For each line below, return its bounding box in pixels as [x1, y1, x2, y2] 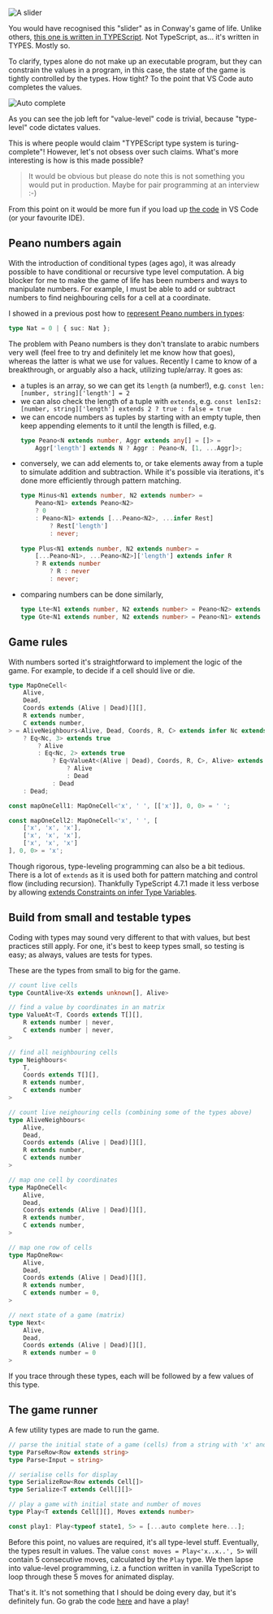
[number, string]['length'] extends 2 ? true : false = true [19, 405, 232, 413]
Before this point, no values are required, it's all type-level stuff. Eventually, [8, 1537, 259, 1547]
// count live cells [8, 981, 79, 990]
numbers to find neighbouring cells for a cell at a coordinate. [8, 293, 211, 302]
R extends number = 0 [23, 1349, 96, 1357]
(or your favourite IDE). [8, 213, 85, 223]
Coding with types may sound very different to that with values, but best [8, 932, 250, 942]
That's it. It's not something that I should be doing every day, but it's [8, 1587, 237, 1597]
